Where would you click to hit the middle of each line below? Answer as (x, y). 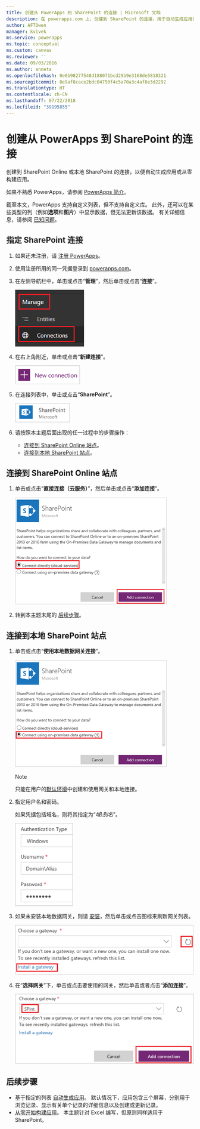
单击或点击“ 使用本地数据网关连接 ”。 (59, 651)
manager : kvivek (26, 32)
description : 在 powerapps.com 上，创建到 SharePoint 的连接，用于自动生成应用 (99, 19)
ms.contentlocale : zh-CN (37, 95)
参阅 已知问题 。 (41, 219)
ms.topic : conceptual (33, 44)
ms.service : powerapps (34, 38)
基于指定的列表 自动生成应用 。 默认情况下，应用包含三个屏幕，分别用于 (102, 1097)
